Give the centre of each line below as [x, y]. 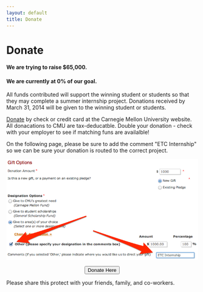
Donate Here [102, 270]
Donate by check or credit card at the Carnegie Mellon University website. [99, 119]
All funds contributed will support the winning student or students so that [98, 95]
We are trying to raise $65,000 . [47, 68]
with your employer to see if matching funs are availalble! [78, 132]
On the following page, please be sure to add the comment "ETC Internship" [101, 144]
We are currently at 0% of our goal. [52, 81]
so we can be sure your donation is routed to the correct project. [87, 151]
